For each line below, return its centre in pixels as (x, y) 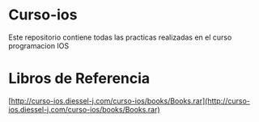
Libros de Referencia (79, 79)
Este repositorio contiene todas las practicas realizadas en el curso (120, 37)
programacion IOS (39, 45)
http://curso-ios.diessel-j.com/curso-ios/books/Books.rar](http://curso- (131, 101)
